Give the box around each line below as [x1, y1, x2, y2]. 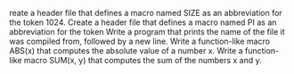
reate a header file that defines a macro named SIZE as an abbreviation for [9, 8, 282, 18]
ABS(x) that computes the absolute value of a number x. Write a [9, 45, 243, 56]
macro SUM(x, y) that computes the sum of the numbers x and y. [23, 55, 263, 65]
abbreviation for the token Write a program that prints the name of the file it [9, 27, 285, 37]
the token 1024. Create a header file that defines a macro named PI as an [9, 17, 277, 28]
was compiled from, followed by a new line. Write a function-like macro [9, 36, 270, 46]
